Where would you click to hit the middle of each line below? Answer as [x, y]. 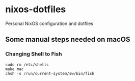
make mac [15, 69]
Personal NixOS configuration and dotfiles [49, 23]
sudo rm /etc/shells [27, 65]
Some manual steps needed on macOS [68, 39]
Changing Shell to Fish [34, 54]
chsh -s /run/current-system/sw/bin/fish [50, 73]
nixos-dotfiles [36, 9]
